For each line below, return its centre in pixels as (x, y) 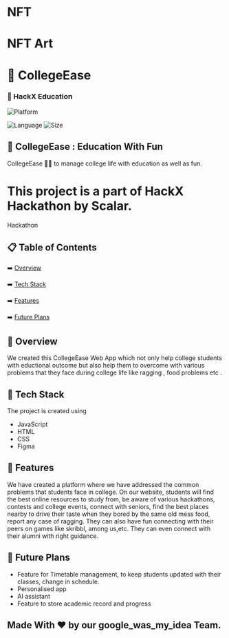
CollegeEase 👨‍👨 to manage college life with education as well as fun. (105, 163)
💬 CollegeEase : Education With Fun (85, 147)
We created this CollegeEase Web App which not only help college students (115, 358)
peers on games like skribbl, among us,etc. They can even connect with (109, 528)
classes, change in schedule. (58, 581)
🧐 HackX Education (40, 97)
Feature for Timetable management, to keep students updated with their (119, 574)
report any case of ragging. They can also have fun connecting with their (111, 521)
